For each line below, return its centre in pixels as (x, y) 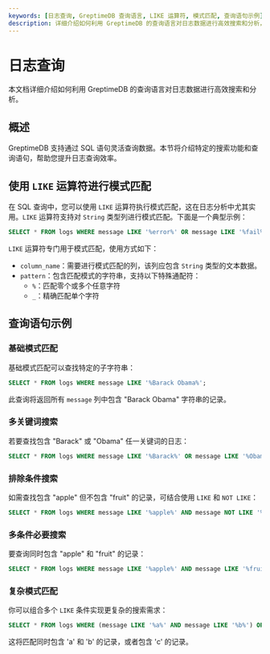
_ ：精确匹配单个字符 (65, 295)
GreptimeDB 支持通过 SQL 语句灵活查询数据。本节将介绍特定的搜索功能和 (130, 148)
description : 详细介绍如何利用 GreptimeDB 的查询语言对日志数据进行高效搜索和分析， (137, 23)
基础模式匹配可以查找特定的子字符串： (72, 368)
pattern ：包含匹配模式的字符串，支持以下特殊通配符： (110, 275)
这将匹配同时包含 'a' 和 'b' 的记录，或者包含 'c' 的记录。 (100, 642)
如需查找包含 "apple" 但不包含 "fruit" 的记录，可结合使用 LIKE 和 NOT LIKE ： (133, 497)
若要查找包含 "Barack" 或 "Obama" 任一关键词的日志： (99, 441)
